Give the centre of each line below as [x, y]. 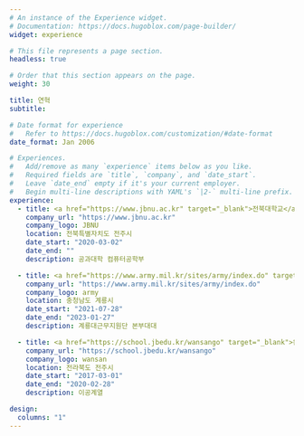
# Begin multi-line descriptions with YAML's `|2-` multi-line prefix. [152, 192]
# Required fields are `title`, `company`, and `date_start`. [133, 175]
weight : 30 [30, 84]
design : [24, 409]
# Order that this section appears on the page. [103, 76]
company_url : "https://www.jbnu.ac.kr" [101, 217]
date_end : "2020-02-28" [71, 384]
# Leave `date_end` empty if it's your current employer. [125, 184]
